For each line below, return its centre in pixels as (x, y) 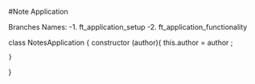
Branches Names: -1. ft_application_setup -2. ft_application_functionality (128, 27)
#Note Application (38, 12)
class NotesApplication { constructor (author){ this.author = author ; (121, 42)
